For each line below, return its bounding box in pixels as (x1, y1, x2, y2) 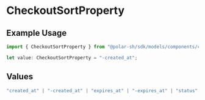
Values (6, 72, 34, 82)
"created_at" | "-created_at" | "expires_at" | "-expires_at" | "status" (6, 87, 198, 94)
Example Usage (6, 28, 67, 38)
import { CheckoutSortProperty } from (6, 44, 105, 50)
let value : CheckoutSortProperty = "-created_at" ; (6, 55, 138, 61)
